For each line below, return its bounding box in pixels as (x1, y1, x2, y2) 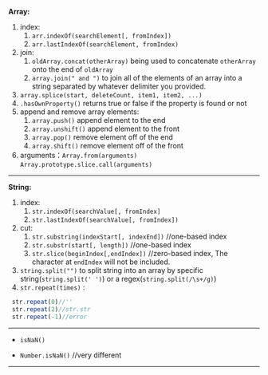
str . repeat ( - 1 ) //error (11, 313, 88, 321)
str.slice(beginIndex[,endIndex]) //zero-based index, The (31, 249, 229, 258)
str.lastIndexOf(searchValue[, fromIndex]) (31, 216, 179, 224)
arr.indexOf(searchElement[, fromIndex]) (31, 32, 171, 40)
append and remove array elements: (19, 107, 140, 116)
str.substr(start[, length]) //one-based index (31, 240, 191, 250)
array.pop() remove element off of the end (31, 132, 174, 142)
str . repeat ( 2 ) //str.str (11, 305, 91, 314)
